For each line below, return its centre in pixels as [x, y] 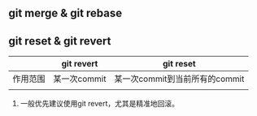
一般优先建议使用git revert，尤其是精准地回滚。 [100, 104]
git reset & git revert [60, 41]
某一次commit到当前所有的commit [179, 79]
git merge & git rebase [65, 13]
